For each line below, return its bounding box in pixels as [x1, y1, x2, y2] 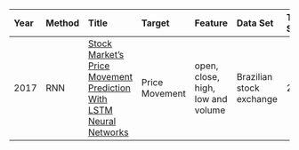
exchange [236, 93, 279, 105]
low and [194, 93, 229, 105]
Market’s [87, 49, 125, 60]
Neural [87, 115, 117, 127]
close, [194, 71, 220, 83]
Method [45, 17, 80, 29]
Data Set [236, 17, 274, 29]
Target [141, 17, 170, 29]
